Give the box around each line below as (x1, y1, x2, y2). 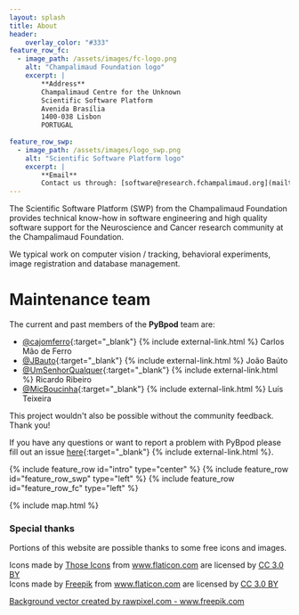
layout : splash (9, 12, 66, 22)
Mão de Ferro (21, 346, 73, 357)
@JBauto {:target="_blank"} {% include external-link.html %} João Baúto (21, 356, 288, 366)
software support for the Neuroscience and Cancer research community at (9, 222, 284, 233)
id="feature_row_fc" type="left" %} (9, 483, 139, 494)
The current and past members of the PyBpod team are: (9, 319, 215, 330)
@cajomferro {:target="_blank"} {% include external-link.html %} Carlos (21, 336, 285, 348)
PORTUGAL (41, 121, 74, 130)
